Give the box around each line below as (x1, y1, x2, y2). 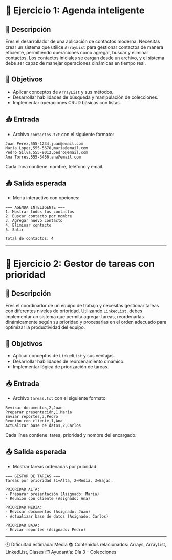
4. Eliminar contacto (5, 222, 52, 228)
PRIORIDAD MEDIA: (5, 505, 42, 510)
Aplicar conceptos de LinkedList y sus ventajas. (12, 353, 115, 359)
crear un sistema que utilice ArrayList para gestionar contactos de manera (5, 44, 164, 50)
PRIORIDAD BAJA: (5, 523, 40, 528)
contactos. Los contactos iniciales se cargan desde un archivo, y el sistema (5, 55, 165, 61)
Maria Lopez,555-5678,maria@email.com (5, 145, 88, 150)
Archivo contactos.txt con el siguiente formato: (12, 131, 114, 137)
